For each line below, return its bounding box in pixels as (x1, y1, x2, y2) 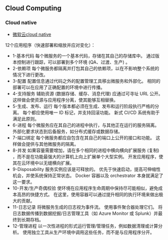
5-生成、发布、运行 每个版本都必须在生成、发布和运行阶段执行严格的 (12, 103, 155, 109)
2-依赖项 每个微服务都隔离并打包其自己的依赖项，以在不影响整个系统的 (12, 65, 159, 71)
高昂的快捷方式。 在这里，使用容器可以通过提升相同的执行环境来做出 (17, 191, 159, 197)
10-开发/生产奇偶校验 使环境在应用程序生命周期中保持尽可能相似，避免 (12, 185, 158, 191)
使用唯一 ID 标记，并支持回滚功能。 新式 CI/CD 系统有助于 (40, 109, 160, 115)
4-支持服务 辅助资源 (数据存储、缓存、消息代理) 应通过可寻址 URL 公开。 (12, 90, 163, 96)
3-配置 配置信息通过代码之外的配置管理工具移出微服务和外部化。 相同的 (12, 78, 160, 84)
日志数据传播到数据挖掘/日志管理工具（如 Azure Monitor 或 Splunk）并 (12, 210, 158, 216)
